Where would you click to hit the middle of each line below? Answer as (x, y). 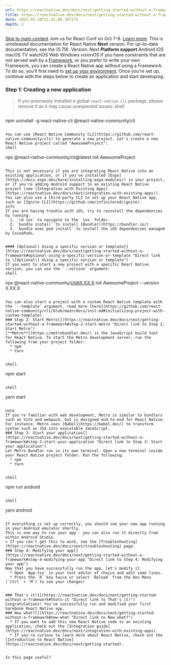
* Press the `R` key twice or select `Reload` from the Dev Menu (81, 577)
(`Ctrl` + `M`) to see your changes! (45, 582)
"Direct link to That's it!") (103, 599)
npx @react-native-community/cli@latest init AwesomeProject (70, 157)
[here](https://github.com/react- (126, 306)
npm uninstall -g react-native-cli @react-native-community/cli (70, 121)
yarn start (16, 397)
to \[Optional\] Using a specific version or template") (67, 260)
